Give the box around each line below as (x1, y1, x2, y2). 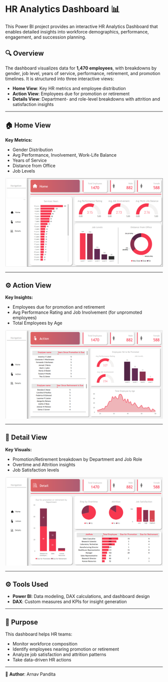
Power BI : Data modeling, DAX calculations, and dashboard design (12, 593, 150, 599)
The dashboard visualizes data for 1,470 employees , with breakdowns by (5, 65, 157, 71)
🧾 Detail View (5, 433, 47, 442)
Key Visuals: (5, 446, 32, 452)
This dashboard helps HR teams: (5, 631, 72, 637)
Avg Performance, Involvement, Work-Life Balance (12, 152, 116, 158)
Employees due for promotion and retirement (12, 304, 105, 310)
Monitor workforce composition (12, 641, 77, 647)
